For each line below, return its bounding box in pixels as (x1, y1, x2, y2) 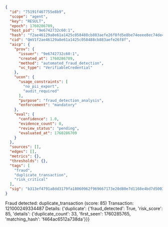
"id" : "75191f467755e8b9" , (9, 9, 66, 15)
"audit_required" (23, 88, 59, 94)
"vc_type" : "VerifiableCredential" (18, 65, 93, 70)
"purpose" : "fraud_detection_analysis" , (18, 98, 104, 103)
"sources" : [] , (9, 144, 41, 150)
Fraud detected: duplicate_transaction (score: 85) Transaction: (5, 200, 134, 206)
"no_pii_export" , (23, 84, 59, 89)
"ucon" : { (14, 75, 35, 80)
